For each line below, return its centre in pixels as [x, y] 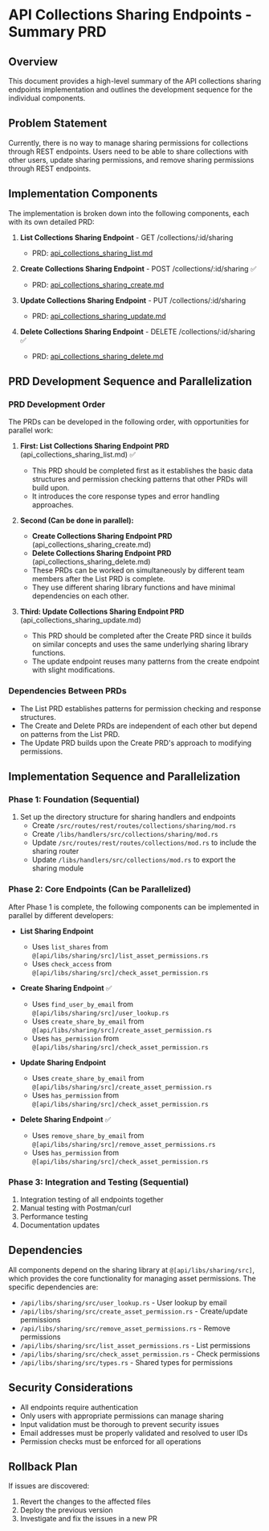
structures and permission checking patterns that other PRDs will [139, 479]
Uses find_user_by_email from [83, 1003]
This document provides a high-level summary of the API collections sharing [135, 81]
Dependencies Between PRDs [67, 691]
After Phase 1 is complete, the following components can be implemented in [134, 907]
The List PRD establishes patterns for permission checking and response [141, 708]
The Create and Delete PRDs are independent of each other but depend [139, 726]
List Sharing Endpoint [57, 931]
